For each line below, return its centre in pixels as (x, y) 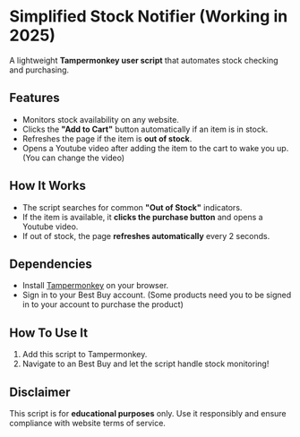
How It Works (48, 186)
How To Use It (48, 333)
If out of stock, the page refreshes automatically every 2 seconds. (146, 236)
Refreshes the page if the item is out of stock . (107, 138)
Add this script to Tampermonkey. (85, 355)
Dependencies (51, 264)
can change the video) (83, 158)
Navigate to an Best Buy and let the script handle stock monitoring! (146, 364)
